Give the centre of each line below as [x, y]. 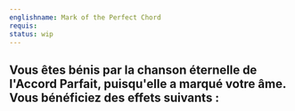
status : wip [31, 34]
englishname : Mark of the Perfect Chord [86, 17]
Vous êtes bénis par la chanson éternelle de [133, 70]
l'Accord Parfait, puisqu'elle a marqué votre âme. [148, 84]
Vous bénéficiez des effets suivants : [115, 97]
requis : [24, 26]
